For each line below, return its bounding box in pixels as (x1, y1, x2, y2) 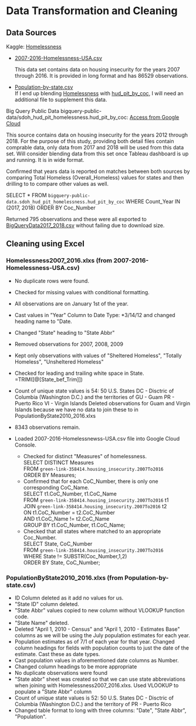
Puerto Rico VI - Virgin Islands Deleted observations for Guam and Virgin (14, 399, 191, 407)
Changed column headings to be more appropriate (14, 663, 137, 670)
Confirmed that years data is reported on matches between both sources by (6, 168, 190, 175)
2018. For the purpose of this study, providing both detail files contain (6, 138, 174, 145)
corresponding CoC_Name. (23, 484, 90, 491)
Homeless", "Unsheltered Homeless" (14, 358, 104, 365)
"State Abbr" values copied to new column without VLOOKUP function (14, 607, 185, 614)
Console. (14, 441, 37, 448)
